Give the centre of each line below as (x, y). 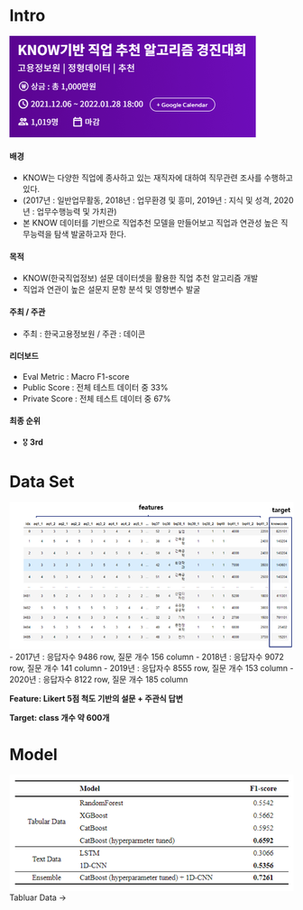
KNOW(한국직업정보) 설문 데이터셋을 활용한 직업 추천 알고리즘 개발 (140, 278)
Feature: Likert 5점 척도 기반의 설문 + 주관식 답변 (96, 698)
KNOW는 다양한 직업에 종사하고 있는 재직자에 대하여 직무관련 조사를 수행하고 (157, 178)
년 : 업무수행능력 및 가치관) (69, 212)
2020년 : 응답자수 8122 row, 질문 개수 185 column (99, 679)
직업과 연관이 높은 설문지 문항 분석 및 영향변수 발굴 (111, 290)
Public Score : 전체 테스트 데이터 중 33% (95, 387)
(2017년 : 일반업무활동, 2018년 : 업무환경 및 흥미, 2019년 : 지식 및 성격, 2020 (158, 200)
